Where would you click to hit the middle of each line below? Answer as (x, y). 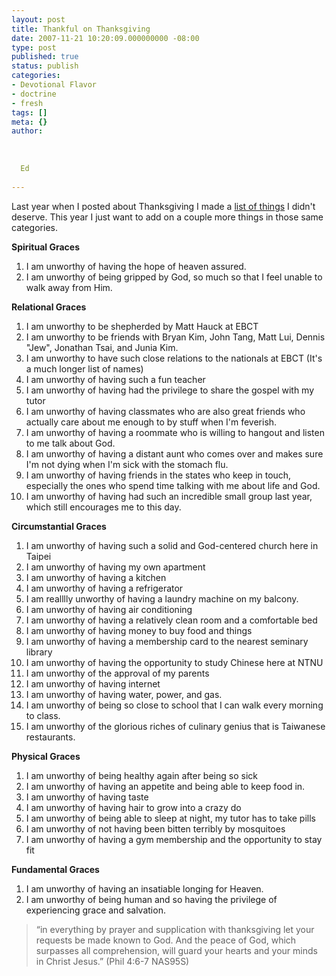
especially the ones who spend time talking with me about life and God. (173, 485)
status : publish (45, 66)
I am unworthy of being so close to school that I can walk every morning (174, 705)
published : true (45, 57)
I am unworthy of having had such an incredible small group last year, (169, 496)
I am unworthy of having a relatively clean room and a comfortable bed (171, 620)
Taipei (38, 556)
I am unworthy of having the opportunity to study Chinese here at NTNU (174, 662)
